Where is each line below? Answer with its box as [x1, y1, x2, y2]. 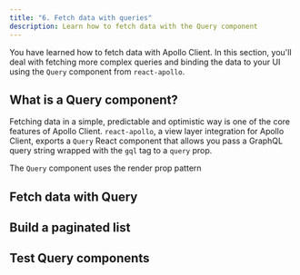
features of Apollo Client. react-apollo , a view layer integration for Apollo [9, 126, 285, 137]
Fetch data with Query [9, 189, 138, 204]
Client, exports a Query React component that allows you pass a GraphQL [9, 135, 284, 146]
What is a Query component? [9, 92, 179, 107]
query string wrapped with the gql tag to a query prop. [9, 145, 213, 156]
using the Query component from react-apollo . [9, 65, 185, 77]
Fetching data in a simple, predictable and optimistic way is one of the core [9, 116, 291, 127]
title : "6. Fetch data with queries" [9, 13, 153, 23]
